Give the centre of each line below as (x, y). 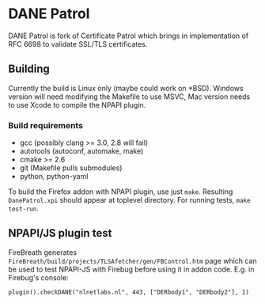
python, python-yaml (54, 177)
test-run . (24, 209)
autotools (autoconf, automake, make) (81, 151)
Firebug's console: (38, 277)
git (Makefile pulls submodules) (71, 168)
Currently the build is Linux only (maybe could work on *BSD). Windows (126, 88)
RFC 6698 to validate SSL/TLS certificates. (78, 44)
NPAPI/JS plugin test (60, 233)
